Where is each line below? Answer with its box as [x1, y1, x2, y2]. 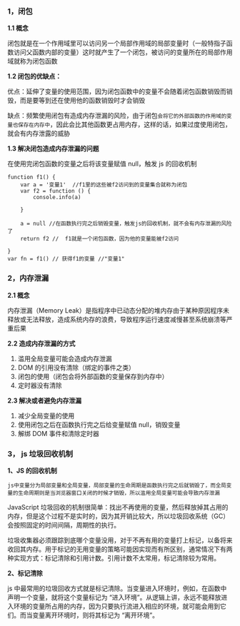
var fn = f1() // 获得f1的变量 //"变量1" [7, 256, 125, 263]
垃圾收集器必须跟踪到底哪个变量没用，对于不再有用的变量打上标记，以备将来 [7, 535, 233, 544]
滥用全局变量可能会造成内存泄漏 [17, 354, 112, 363]
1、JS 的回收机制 [7, 466, 57, 475]
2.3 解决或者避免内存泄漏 [7, 396, 82, 405]
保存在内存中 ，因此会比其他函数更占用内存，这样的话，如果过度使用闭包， [17, 120, 232, 129]
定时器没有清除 [17, 380, 62, 390]
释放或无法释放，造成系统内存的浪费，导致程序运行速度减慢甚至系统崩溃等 [7, 315, 226, 323]
